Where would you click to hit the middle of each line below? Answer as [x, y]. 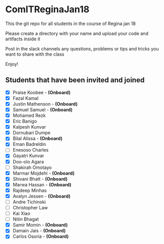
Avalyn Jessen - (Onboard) [41, 196]
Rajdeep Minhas [30, 190]
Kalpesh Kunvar [29, 127]
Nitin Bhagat [26, 219]
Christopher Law [30, 208]
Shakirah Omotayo [32, 167]
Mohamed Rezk [29, 115]
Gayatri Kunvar [28, 156]
